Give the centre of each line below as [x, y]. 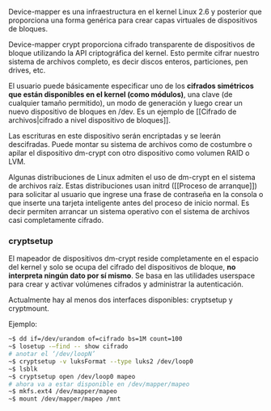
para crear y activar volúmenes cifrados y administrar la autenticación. [126, 284]
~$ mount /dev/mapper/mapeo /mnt [65, 399]
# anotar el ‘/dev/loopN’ [52, 354]
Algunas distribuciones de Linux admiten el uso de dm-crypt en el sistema [132, 177]
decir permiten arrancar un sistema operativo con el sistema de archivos [129, 212]
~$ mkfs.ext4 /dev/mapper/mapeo [63, 392]
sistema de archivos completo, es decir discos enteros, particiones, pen [128, 61]
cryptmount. [29, 308]
